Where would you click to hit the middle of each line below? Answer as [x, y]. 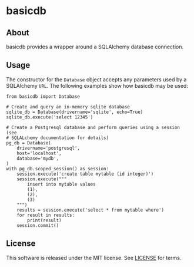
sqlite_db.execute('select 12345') [50, 117]
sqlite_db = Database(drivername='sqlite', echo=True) [75, 112]
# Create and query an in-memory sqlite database [68, 107]
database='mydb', [38, 158]
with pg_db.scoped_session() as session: [58, 169]
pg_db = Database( [29, 143]
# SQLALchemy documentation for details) [58, 138]
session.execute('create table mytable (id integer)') [85, 174]
